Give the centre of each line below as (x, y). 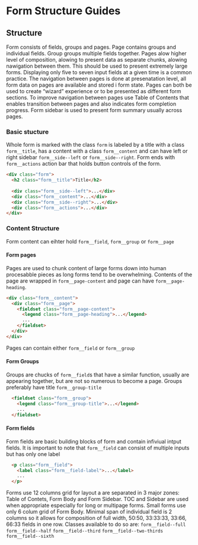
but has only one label (33, 454)
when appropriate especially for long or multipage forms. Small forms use (96, 505)
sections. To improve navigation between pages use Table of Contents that (98, 97)
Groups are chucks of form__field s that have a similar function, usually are (98, 375)
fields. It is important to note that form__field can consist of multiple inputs (98, 448)
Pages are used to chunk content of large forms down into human (87, 268)
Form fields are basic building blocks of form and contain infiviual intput (94, 441)
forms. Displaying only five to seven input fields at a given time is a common (99, 72)
